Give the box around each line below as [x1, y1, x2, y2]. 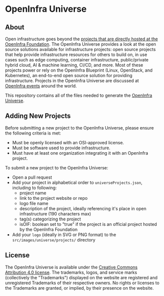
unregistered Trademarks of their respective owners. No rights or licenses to [5, 280, 160, 286]
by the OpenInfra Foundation [19, 226, 78, 232]
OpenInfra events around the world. [5, 83, 77, 89]
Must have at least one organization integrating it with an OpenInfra [12, 150, 148, 156]
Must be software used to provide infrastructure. [12, 145, 111, 151]
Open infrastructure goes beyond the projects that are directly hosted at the [5, 36, 158, 42]
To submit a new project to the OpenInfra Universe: [5, 164, 109, 170]
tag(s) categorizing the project [19, 216, 81, 222]
